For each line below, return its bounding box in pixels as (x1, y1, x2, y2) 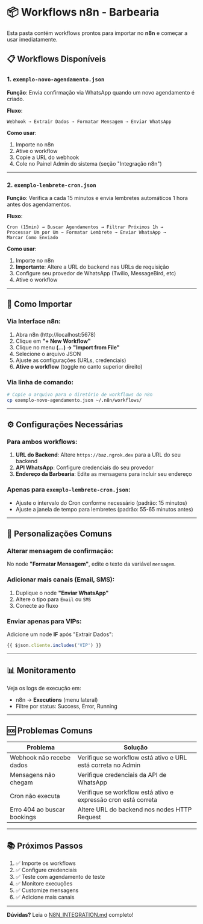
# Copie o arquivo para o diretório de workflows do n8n (7, 392, 153, 398)
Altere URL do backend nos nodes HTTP (77, 805, 192, 814)
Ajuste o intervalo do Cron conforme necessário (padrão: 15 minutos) (15, 499, 187, 507)
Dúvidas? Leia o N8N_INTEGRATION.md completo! (7, 911, 134, 919)
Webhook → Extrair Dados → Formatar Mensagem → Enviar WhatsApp (7, 119, 172, 125)
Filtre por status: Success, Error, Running (15, 702, 118, 710)
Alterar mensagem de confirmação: (7, 546, 114, 555)
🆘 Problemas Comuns (7, 726, 93, 735)
